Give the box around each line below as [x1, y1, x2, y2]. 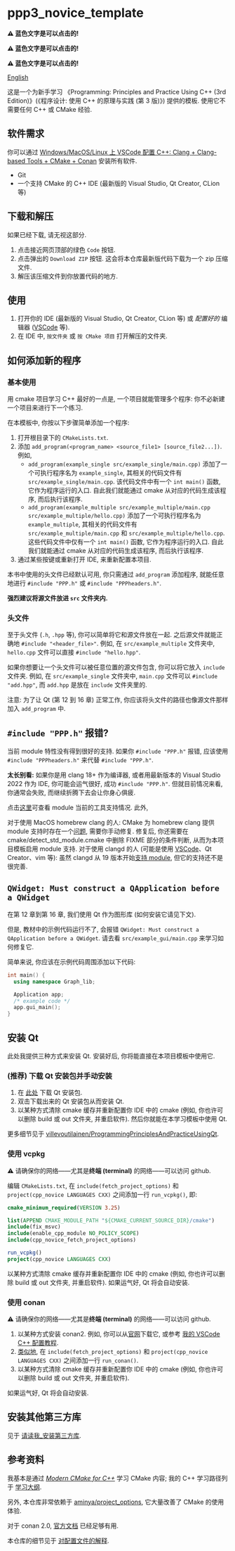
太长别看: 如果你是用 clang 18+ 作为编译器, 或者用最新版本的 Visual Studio [7, 771, 221, 779]
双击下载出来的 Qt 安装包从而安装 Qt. [17, 1097, 125, 1106]
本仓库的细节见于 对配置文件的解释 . [7, 1536, 109, 1545]
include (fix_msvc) [7, 1223, 61, 1231]
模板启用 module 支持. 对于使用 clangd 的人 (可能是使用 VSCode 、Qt [13, 844, 212, 853]
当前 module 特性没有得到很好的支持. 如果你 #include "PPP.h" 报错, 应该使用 [7, 747, 229, 756]
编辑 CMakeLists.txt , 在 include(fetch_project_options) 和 [7, 1181, 179, 1190]
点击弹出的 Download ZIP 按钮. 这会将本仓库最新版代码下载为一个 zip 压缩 [17, 254, 229, 262]
